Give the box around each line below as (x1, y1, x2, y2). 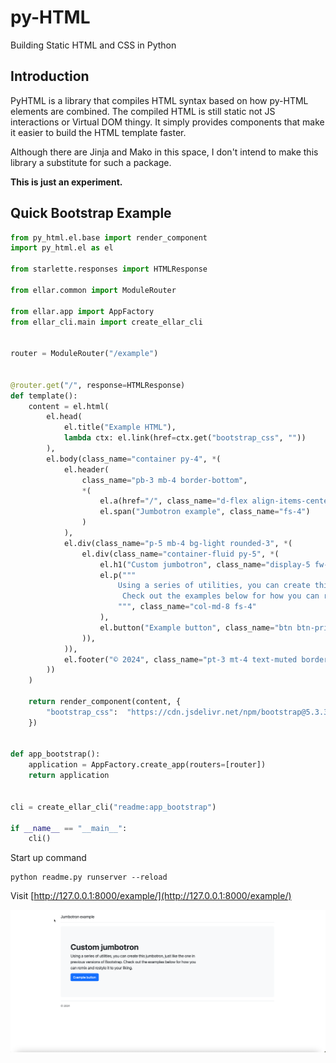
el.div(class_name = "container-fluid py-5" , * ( (81, 549, 280, 559)
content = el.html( (28, 401, 110, 411)
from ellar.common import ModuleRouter (10, 285, 177, 295)
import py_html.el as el (10, 243, 114, 253)
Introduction (10, 68, 90, 85)
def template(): (10, 391, 78, 401)
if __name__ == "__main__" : (10, 823, 128, 833)
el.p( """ (99, 570, 137, 580)
